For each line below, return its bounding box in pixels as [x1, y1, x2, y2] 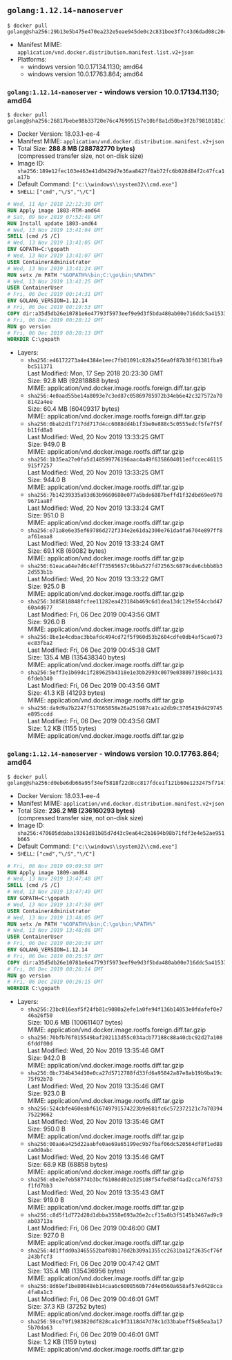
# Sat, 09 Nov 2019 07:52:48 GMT [7, 213, 104, 220]
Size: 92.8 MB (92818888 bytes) [27, 377, 119, 385]
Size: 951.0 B [27, 511, 64, 520]
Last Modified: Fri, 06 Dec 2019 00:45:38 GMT [27, 646, 160, 654]
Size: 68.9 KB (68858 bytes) [27, 1160, 108, 1169]
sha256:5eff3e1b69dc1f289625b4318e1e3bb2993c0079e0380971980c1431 [27, 669, 223, 676]
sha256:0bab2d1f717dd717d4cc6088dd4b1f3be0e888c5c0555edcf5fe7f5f [27, 421, 223, 428]
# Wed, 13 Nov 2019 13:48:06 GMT [7, 927, 104, 934]
